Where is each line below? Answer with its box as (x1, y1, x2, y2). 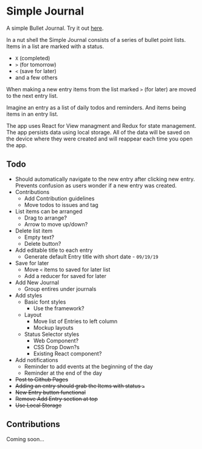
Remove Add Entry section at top (15, 395, 99, 402)
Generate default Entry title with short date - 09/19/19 (24, 252, 159, 260)
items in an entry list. (6, 110, 59, 117)
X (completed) (15, 54, 50, 61)
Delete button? (24, 240, 61, 247)
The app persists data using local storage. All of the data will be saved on (6, 128, 190, 136)
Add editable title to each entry (15, 246, 93, 254)
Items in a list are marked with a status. (6, 43, 105, 50)
